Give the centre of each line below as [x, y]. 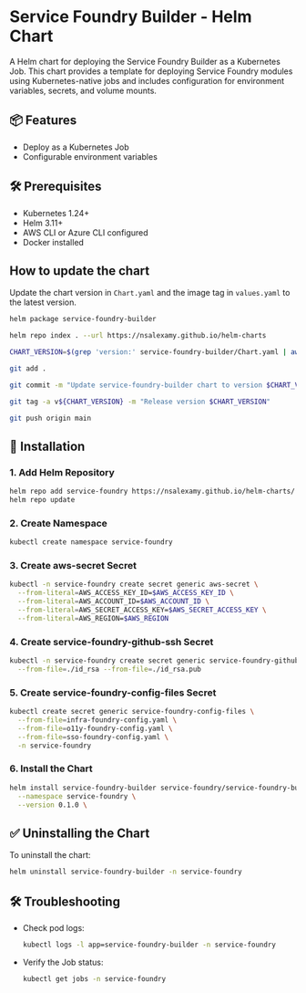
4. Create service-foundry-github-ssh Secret [112, 642]
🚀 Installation [47, 446]
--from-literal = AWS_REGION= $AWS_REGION [93, 618]
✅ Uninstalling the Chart [80, 833]
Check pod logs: [53, 927]
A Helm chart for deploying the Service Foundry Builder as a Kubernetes [145, 61]
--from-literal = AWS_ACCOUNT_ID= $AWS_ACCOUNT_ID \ [113, 601]
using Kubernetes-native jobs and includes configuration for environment [147, 80]
